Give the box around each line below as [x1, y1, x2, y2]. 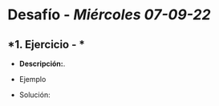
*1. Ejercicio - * [7, 38, 86, 51]
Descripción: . [18, 59, 66, 68]
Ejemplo [18, 75, 47, 84]
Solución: [18, 90, 51, 100]
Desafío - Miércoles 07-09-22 [7, 6, 211, 24]
